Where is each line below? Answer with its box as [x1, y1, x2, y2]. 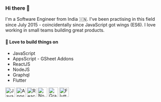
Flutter [12, 77, 27, 83]
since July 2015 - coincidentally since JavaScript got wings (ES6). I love [5, 22, 156, 28]
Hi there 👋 [5, 5, 30, 12]
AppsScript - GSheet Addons [12, 55, 74, 61]
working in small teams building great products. [5, 27, 105, 33]
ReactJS [12, 61, 30, 67]
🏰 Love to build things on [5, 39, 58, 45]
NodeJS [12, 66, 30, 73]
